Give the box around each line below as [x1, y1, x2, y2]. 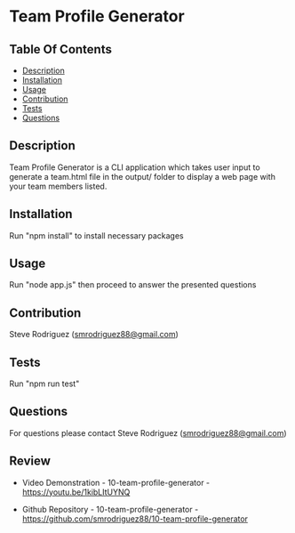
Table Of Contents [9, 42, 113, 57]
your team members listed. [9, 181, 108, 191]
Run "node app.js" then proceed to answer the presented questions [9, 279, 257, 290]
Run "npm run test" [9, 378, 80, 389]
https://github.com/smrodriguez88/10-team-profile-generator [21, 513, 249, 524]
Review [9, 454, 52, 469]
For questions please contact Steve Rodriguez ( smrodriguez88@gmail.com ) [9, 427, 287, 438]
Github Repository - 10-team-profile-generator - [21, 504, 199, 514]
